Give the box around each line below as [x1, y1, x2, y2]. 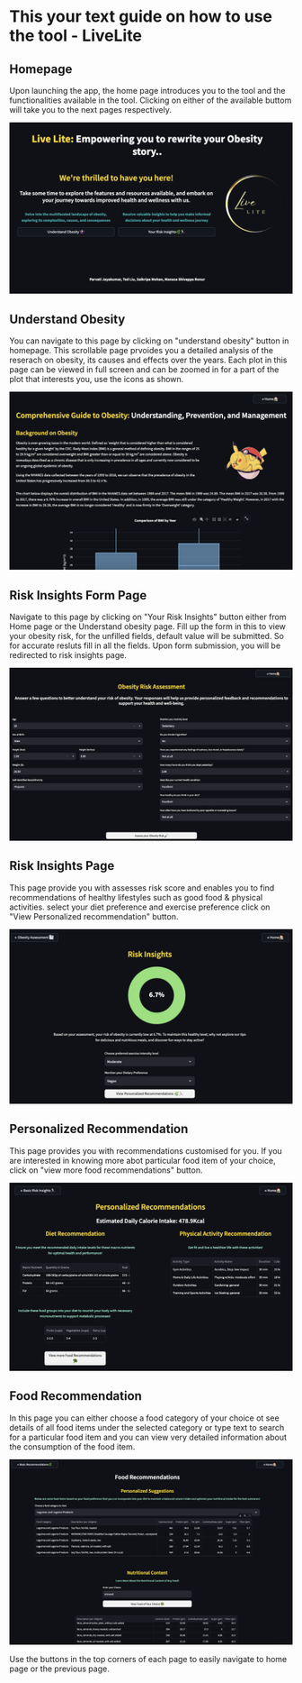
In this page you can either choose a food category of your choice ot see [9, 1413, 280, 1423]
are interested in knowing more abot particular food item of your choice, [9, 1155, 276, 1166]
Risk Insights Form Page [9, 588, 147, 603]
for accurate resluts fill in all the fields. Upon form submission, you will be [9, 640, 281, 651]
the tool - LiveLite [9, 25, 142, 46]
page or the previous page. [9, 1663, 110, 1674]
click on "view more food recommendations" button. [9, 1165, 203, 1175]
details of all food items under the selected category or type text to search [9, 1422, 285, 1432]
